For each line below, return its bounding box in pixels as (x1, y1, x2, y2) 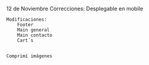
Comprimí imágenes (6, 53, 52, 59)
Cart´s (17, 38, 34, 44)
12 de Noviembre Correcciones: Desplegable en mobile (6, 5, 144, 12)
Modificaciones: (6, 17, 47, 23)
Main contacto (17, 32, 52, 38)
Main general (17, 27, 50, 33)
